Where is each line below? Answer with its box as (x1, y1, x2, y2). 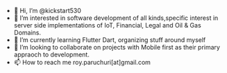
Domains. (13, 28, 42, 36)
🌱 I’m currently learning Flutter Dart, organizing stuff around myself (13, 36, 206, 44)
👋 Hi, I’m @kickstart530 (13, 7, 82, 14)
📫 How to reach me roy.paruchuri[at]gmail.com (13, 59, 151, 66)
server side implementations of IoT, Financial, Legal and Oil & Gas (13, 21, 201, 29)
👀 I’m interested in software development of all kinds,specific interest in (13, 14, 219, 22)
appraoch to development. (13, 50, 90, 59)
